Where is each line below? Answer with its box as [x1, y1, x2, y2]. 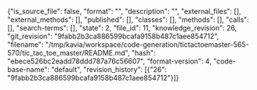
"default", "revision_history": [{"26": [51, 65, 168, 74]
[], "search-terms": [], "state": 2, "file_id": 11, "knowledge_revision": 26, [7, 23, 237, 32]
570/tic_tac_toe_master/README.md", [7, 49, 130, 57]
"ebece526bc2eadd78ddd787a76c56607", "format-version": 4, [7, 56, 212, 66]
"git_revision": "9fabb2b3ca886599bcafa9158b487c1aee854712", [7, 31, 219, 41]
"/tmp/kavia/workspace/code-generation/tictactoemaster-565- [45, 40, 250, 49]
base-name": [7, 65, 50, 74]
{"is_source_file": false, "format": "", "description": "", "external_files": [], [7, 7, 241, 16]
